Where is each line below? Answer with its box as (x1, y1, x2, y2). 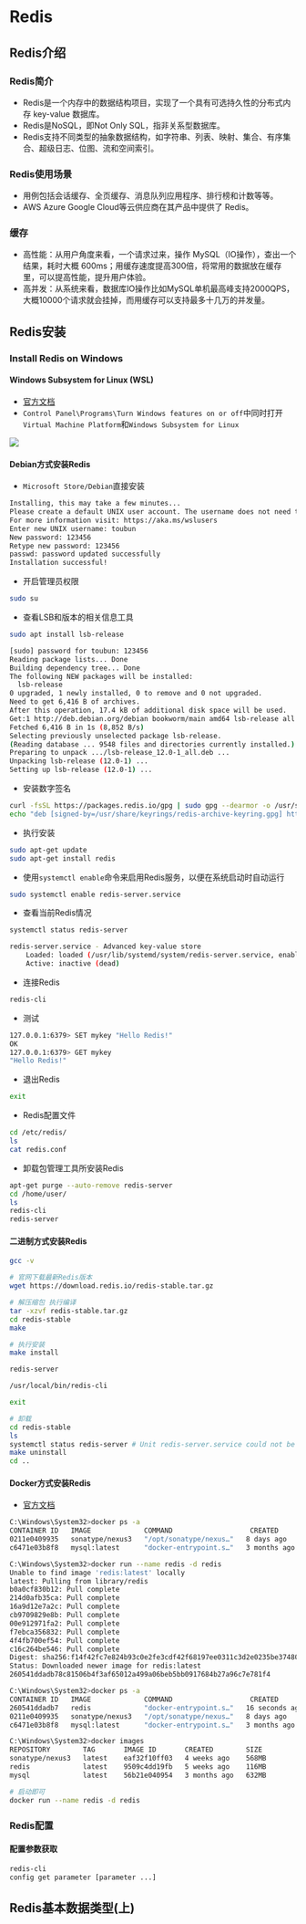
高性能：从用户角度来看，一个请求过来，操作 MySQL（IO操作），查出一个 (22, 249, 297, 260)
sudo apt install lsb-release (9, 630, 125, 640)
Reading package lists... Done (9, 654, 128, 664)
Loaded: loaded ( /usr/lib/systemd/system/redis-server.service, (25, 951, 275, 960)
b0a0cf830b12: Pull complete (9, 1585, 120, 1595)
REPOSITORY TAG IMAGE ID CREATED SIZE (9, 1745, 262, 1754)
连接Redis (22, 977, 61, 988)
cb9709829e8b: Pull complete (9, 1611, 120, 1620)
